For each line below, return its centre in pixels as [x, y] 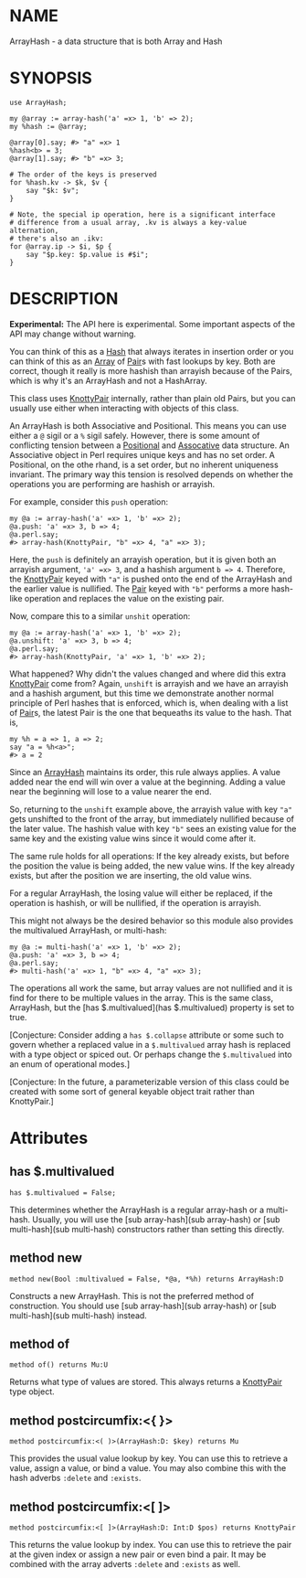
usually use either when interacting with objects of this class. [124, 408]
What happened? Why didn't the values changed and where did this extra [148, 674]
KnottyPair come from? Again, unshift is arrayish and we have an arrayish [149, 683]
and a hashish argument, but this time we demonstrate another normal [142, 693]
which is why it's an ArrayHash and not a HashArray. [108, 380]
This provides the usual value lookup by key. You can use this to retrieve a [149, 1458]
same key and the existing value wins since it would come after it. [133, 838]
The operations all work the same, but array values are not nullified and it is [151, 987]
